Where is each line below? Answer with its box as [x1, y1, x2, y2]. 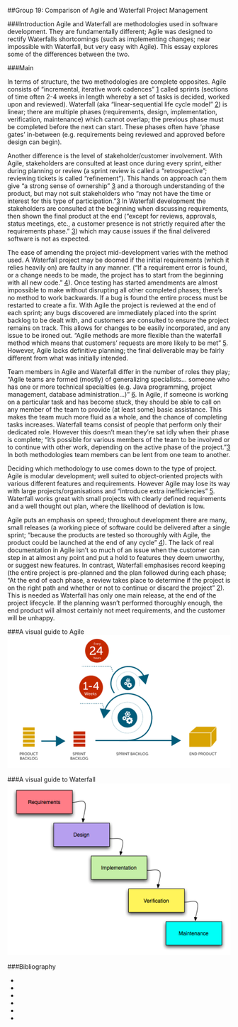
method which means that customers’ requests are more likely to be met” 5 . [7, 339, 229, 347]
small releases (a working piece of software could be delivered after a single [7, 523, 230, 532]
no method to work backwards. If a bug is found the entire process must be [7, 294, 228, 302]
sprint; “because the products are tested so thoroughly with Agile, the [7, 531, 211, 539]
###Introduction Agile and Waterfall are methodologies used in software [7, 20, 218, 28]
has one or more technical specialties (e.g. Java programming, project [7, 383, 212, 391]
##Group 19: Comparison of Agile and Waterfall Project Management [7, 6, 208, 14]
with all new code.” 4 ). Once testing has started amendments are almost [7, 278, 218, 287]
